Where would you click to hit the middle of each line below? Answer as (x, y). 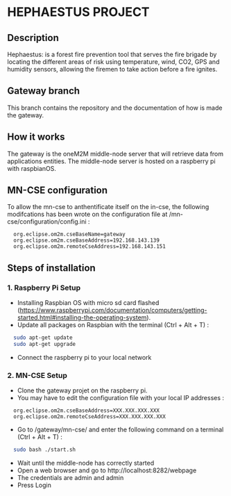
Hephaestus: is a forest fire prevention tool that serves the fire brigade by (112, 54)
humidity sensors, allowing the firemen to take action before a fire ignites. (112, 69)
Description (33, 38)
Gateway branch (44, 91)
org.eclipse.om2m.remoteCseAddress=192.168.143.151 (90, 247)
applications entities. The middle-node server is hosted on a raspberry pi (112, 161)
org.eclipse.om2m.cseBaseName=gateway (70, 234)
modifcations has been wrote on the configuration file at (87, 214)
